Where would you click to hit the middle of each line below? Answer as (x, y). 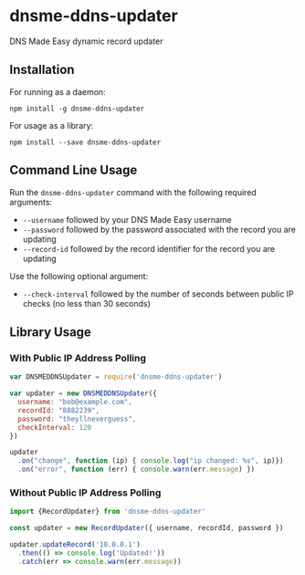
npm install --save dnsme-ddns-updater (85, 142)
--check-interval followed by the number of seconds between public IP (158, 294)
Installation (42, 70)
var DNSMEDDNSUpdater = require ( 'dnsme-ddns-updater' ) (116, 377)
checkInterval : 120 (55, 427)
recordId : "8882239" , (59, 410)
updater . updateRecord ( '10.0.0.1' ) (75, 545)
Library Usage (50, 332)
